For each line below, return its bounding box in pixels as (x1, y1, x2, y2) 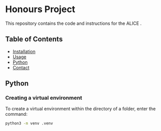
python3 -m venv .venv (5, 121, 53, 126)
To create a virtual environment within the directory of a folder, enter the (5, 106, 156, 112)
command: (5, 111, 28, 117)
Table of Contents (5, 35, 63, 43)
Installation (12, 48, 36, 54)
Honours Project (5, 4, 75, 15)
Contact (12, 64, 29, 70)
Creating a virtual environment (5, 95, 83, 102)
